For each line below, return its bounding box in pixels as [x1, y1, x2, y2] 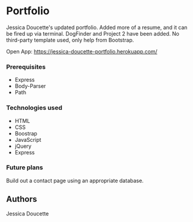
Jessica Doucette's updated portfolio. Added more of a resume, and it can [6, 24, 188, 31]
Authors [6, 194, 37, 204]
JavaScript [14, 136, 42, 143]
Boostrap [14, 129, 37, 137]
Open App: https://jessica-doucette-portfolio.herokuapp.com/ [6, 47, 157, 55]
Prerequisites [6, 62, 46, 71]
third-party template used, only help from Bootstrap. [6, 36, 134, 43]
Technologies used [6, 104, 62, 112]
